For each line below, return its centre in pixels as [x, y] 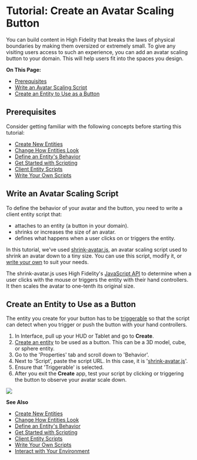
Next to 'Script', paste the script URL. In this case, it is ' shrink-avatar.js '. [101, 361]
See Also [17, 402]
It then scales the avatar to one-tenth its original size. [71, 286]
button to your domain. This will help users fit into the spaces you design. [95, 58]
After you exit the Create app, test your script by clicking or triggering [99, 374]
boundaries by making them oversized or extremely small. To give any [91, 46]
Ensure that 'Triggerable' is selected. [59, 367]
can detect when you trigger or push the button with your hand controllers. [97, 325]
